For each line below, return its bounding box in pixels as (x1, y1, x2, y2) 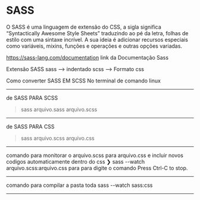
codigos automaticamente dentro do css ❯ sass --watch (6, 158, 145, 165)
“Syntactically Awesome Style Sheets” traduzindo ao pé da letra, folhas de (6, 29, 189, 36)
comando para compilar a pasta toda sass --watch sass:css (6, 181, 153, 189)
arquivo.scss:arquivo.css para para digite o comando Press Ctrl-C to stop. (6, 164, 188, 171)
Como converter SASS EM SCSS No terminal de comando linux (6, 77, 161, 84)
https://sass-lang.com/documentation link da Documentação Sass (6, 54, 168, 61)
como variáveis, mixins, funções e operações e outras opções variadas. (6, 42, 183, 50)
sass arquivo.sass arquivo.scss (20, 106, 98, 113)
